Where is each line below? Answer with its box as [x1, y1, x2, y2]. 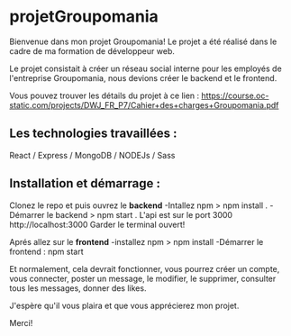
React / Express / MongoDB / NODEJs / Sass [9, 150, 176, 160]
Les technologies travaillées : [9, 126, 177, 141]
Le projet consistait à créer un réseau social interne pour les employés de [9, 63, 282, 74]
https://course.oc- [201, 90, 269, 101]
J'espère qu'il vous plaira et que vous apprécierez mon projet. [9, 300, 240, 311]
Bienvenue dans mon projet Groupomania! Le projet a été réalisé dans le [9, 36, 277, 47]
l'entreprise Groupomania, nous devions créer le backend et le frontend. [9, 72, 277, 83]
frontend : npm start [9, 246, 84, 257]
